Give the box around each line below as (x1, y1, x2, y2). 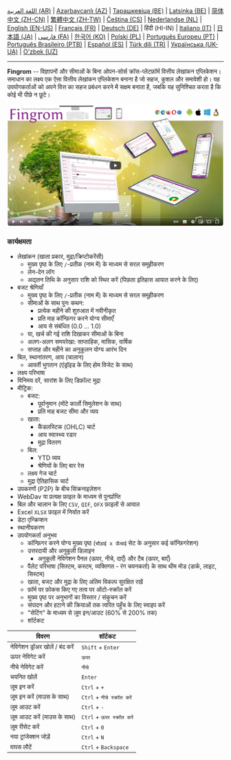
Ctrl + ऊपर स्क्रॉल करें (81, 712, 134, 721)
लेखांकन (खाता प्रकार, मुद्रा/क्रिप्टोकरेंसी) (16, 253, 104, 261)
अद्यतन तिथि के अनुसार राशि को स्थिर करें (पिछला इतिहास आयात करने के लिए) (27, 275, 199, 284)
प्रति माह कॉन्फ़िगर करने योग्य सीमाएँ (37, 315, 114, 323)
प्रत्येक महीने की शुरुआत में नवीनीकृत (37, 306, 116, 315)
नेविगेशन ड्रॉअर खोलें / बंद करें (10, 643, 74, 651)
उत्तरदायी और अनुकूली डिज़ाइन (27, 547, 95, 555)
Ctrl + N (81, 732, 104, 741)
